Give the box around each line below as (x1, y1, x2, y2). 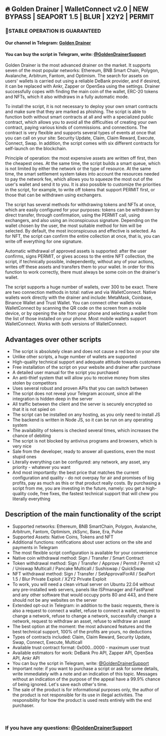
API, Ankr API (12, 655, 40, 661)
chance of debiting (12, 432, 51, 439)
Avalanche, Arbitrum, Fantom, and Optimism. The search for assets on (5, 73, 149, 79)
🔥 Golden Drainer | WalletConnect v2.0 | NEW (5, 5, 149, 13)
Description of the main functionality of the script (5, 510, 161, 518)
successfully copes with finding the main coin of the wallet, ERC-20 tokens (5, 89, 159, 95)
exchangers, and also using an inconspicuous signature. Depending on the (5, 218, 158, 224)
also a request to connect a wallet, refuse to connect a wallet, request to (12, 608, 160, 614)
